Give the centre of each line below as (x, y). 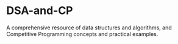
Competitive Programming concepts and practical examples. (82, 34)
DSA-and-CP (40, 11)
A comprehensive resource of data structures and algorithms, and (89, 28)
